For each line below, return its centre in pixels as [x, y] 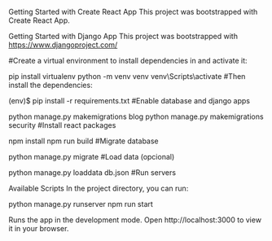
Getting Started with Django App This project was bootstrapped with [123, 36]
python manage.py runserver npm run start [81, 204]
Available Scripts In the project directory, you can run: [99, 188]
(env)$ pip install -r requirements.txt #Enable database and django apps [129, 101]
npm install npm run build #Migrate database [83, 141]
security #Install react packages [62, 125]
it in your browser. [39, 228]
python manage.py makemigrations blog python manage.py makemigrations [136, 116]
